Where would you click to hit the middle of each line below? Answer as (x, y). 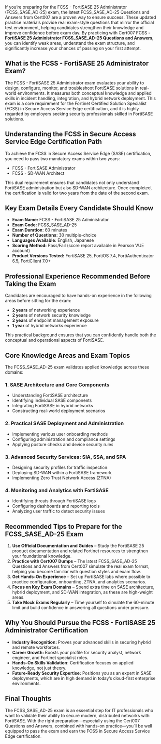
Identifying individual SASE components (52, 400)
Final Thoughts (28, 699)
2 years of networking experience (46, 310)
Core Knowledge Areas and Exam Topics (68, 355)
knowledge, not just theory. (39, 668)
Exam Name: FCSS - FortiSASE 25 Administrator (60, 220)
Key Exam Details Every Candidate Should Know (79, 208)
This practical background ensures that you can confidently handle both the (80, 335)
